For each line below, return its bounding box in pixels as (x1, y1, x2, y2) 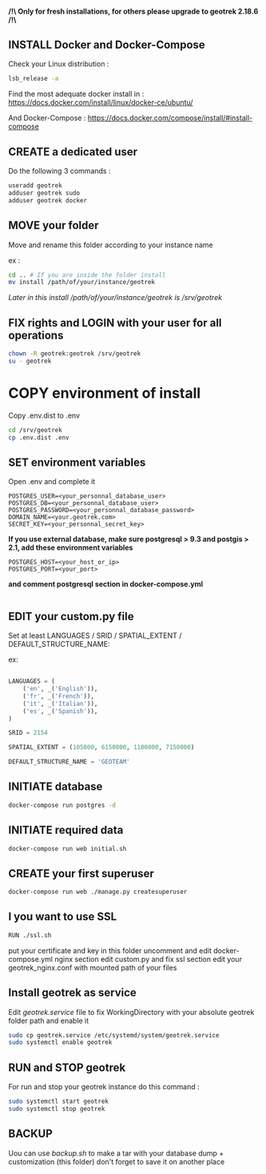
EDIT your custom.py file (8, 609, 134, 623)
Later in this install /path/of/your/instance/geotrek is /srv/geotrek (8, 293, 222, 303)
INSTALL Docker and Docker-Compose (8, 38, 205, 51)
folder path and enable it (8, 1016, 89, 1025)
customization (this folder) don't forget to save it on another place (8, 1156, 225, 1166)
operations (8, 328, 64, 342)
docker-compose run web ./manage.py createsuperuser (8, 888, 188, 896)
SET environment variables (8, 455, 146, 469)
